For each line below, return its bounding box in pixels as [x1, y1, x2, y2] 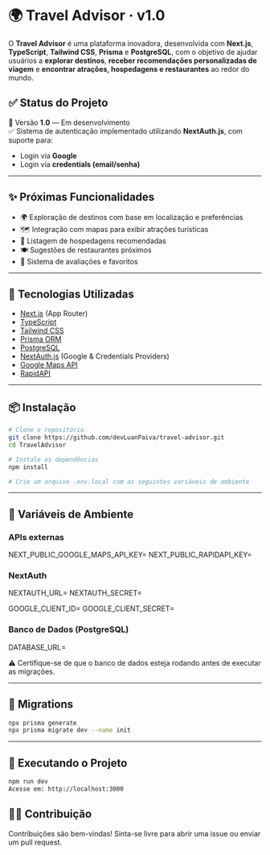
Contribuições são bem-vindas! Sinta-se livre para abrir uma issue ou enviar [8, 828, 261, 838]
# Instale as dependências [8, 455, 99, 463]
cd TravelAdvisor [8, 441, 67, 449]
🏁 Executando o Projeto [8, 756, 128, 770]
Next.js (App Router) [19, 309, 88, 318]
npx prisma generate [8, 719, 78, 727]
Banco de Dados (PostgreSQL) [8, 624, 129, 635]
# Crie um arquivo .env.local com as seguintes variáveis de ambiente [8, 477, 250, 486]
